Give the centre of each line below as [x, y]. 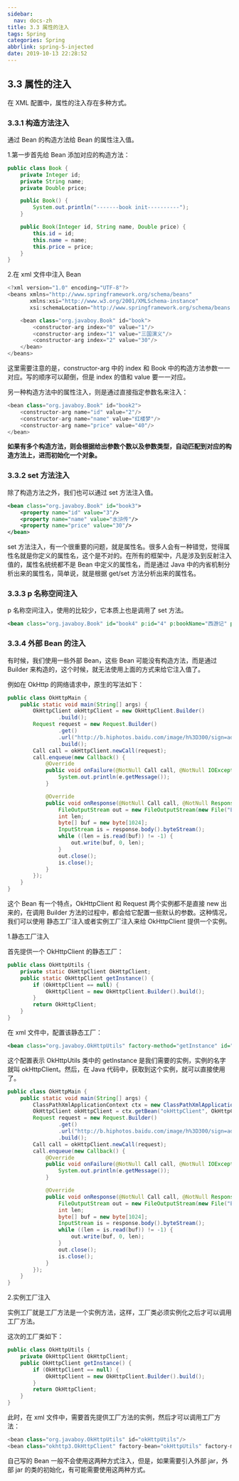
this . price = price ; [63, 247]
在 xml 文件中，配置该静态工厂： [55, 1032]
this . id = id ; [54, 233]
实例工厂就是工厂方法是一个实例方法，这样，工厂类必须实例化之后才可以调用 [119, 1312]
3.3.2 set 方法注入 [38, 476]
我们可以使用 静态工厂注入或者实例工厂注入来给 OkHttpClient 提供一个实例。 [119, 921]
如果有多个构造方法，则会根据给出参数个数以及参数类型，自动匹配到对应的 [116, 447]
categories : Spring [36, 41]
